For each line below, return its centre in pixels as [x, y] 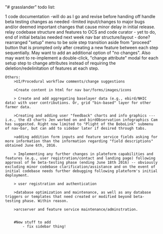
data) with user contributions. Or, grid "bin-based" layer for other [78, 103]
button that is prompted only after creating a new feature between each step [82, 48]
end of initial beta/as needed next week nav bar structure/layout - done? [78, 37]
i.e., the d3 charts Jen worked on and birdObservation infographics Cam [81, 120]
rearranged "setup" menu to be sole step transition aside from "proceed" [78, 42]
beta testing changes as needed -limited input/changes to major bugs [75, 22]
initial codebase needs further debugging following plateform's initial [81, 171]
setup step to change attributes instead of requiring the [60, 63]
